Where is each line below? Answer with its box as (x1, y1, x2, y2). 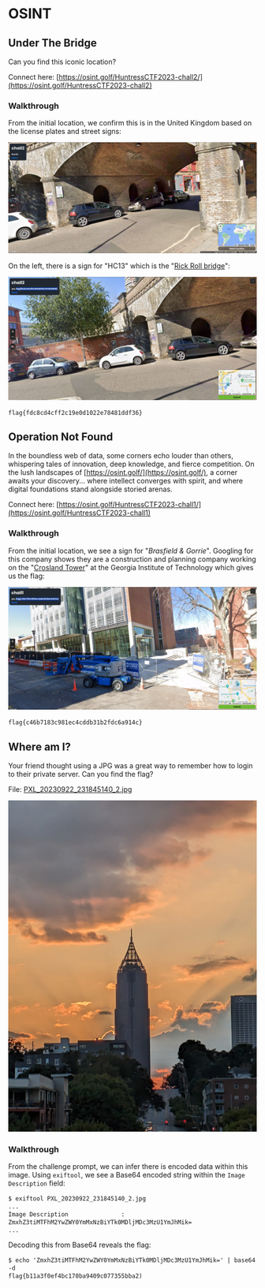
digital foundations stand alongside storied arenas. (8, 484, 173, 494)
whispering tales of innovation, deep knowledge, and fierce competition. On (8, 459, 255, 469)
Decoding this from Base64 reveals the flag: (8, 1240, 151, 1250)
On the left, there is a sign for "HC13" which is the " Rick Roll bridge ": (8, 261, 230, 271)
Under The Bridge (8, 36, 97, 50)
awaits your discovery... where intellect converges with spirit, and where (8, 476, 243, 486)
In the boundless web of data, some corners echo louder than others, (8, 451, 234, 461)
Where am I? (8, 740, 71, 753)
